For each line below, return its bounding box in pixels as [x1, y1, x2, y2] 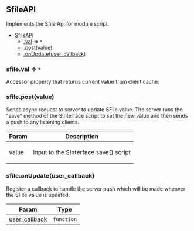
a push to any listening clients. [6, 118, 80, 125]
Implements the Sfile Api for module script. [6, 20, 110, 27]
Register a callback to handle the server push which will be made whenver [6, 185, 186, 192]
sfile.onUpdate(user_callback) [6, 172, 95, 180]
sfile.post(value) [6, 93, 55, 101]
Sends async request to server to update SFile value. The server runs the [6, 106, 183, 113]
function [52, 216, 77, 222]
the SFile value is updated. [6, 191, 70, 198]
